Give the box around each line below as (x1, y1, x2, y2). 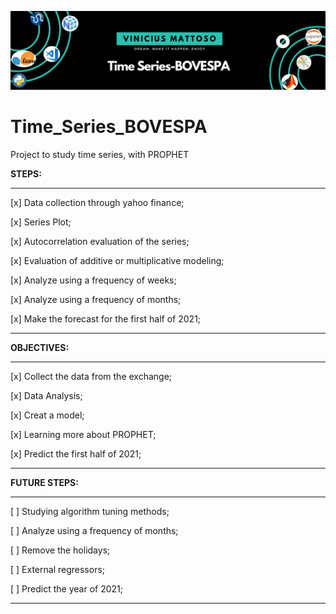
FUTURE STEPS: (10, 476, 79, 488)
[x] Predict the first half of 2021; (10, 447, 142, 460)
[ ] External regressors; (10, 563, 106, 575)
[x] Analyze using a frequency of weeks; (10, 274, 177, 286)
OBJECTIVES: (10, 341, 70, 353)
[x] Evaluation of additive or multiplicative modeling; (10, 254, 225, 266)
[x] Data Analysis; (10, 389, 83, 401)
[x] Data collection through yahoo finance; (10, 196, 185, 208)
